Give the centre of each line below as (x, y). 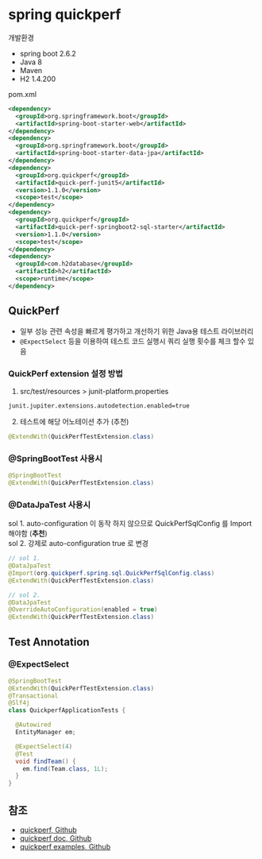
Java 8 (31, 62)
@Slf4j (19, 703)
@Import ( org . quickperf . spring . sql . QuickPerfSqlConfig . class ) (112, 573)
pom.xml (23, 94)
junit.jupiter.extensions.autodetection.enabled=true (99, 406)
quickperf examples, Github (65, 847)
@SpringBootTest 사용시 (56, 459)
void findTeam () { (46, 761)
